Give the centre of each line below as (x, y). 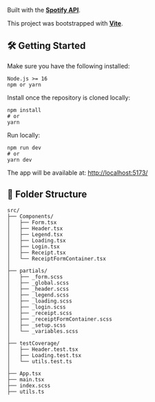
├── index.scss (29, 385)
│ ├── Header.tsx (35, 228)
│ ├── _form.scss (35, 277)
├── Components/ (30, 216)
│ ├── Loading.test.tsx (44, 355)
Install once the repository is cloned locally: (69, 97)
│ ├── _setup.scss (37, 325)
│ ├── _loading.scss (40, 301)
